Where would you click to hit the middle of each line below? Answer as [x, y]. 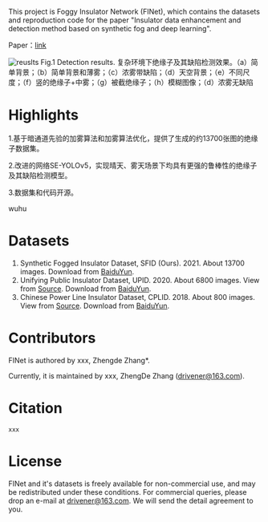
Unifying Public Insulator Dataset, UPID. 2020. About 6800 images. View [140, 280]
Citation [35, 408]
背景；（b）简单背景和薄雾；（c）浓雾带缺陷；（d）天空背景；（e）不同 [129, 72]
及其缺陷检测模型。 [40, 175]
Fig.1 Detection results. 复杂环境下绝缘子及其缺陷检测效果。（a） [146, 62]
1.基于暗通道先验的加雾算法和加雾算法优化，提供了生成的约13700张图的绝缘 [133, 138]
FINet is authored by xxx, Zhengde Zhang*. [79, 360]
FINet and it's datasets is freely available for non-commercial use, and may [132, 484]
